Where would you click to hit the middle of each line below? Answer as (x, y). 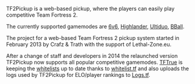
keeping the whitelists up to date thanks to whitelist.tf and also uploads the (97, 69)
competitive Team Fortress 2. (42, 15)
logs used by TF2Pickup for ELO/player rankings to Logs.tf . (78, 75)
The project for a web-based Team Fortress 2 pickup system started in (93, 38)
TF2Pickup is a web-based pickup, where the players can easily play (90, 9)
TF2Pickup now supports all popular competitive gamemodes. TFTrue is (95, 62)
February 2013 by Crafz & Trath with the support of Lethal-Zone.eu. (89, 44)
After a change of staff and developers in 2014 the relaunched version (92, 56)
